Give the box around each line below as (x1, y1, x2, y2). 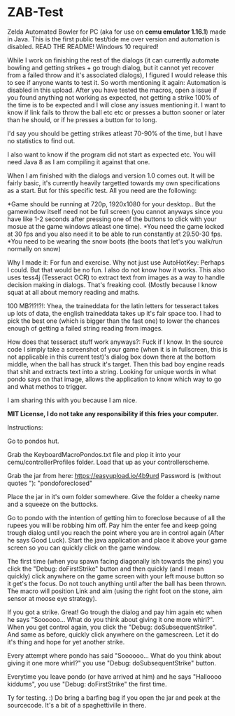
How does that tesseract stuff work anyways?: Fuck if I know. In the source (7, 338, 224, 346)
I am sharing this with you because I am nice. (7, 396, 138, 404)
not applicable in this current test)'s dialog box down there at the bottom (7, 352, 216, 361)
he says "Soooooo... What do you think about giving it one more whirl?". (7, 615, 215, 623)
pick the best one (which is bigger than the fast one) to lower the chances (7, 317, 220, 325)
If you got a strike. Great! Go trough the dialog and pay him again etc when (7, 608, 222, 616)
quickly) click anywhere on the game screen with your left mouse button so (7, 571, 225, 580)
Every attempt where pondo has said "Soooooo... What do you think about (7, 651, 222, 660)
